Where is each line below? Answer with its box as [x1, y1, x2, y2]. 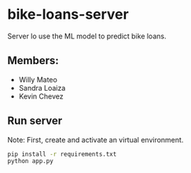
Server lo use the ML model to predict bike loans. [7, 31, 167, 41]
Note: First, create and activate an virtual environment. [7, 135, 184, 144]
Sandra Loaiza [18, 83, 66, 92]
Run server [7, 114, 63, 128]
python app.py [7, 157, 54, 165]
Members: [7, 54, 60, 67]
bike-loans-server [7, 5, 129, 23]
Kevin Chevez [18, 92, 64, 101]
